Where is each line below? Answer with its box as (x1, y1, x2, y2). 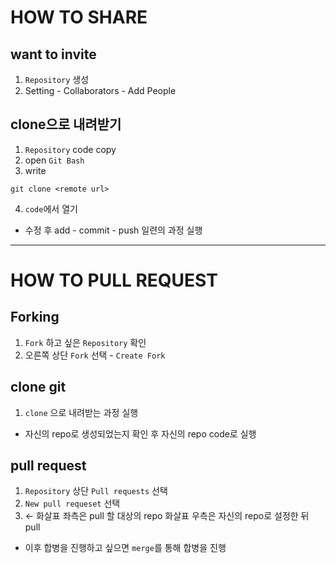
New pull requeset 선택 (24, 497, 121, 510)
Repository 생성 (24, 74, 90, 85)
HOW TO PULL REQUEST (10, 269, 218, 291)
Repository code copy (24, 143, 117, 155)
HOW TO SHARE (10, 6, 148, 29)
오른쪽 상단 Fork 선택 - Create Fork (24, 349, 166, 361)
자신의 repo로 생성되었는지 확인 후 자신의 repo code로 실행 (24, 427, 257, 440)
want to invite (10, 46, 97, 63)
